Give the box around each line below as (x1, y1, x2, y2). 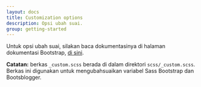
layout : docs (6, 9, 40, 15)
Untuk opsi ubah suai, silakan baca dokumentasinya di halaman (6, 43, 166, 50)
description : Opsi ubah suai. (6, 20, 83, 26)
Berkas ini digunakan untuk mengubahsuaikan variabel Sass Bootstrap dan (6, 68, 194, 75)
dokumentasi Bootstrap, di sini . (6, 49, 84, 57)
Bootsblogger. (6, 74, 41, 81)
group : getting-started (6, 26, 67, 32)
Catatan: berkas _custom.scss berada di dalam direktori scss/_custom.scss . (6, 61, 196, 68)
